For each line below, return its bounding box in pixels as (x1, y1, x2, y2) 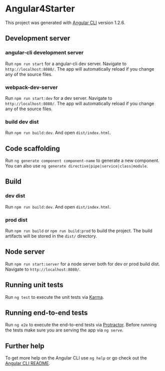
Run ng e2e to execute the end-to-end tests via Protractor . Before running (5, 322, 157, 328)
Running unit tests (5, 281, 63, 289)
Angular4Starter (5, 3, 75, 15)
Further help (5, 341, 45, 350)
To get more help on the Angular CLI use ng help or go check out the (5, 355, 147, 361)
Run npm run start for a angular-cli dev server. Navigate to (5, 61, 126, 67)
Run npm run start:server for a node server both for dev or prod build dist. (5, 261, 160, 267)
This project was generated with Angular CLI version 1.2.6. (5, 20, 125, 26)
